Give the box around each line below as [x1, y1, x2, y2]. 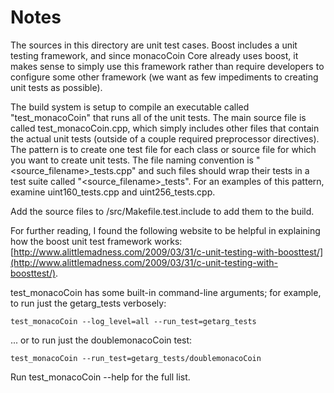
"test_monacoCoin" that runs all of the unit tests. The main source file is [10, 111, 307, 123]
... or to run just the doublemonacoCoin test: [10, 334, 193, 346]
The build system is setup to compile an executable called [10, 101, 250, 113]
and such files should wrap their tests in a [138, 164, 310, 176]
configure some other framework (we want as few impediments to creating [10, 71, 319, 83]
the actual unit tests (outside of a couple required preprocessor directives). [10, 132, 320, 145]
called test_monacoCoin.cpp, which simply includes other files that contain [10, 122, 320, 134]
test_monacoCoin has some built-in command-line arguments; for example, [10, 286, 322, 298]
